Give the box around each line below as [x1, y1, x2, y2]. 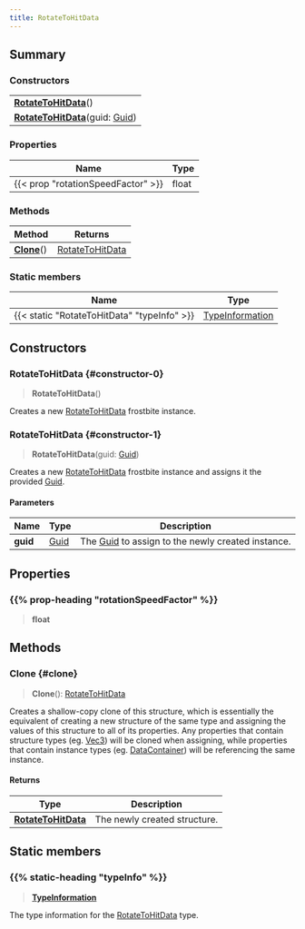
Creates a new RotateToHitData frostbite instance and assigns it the [9, 467, 261, 478]
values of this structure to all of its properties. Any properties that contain [9, 725, 284, 736]
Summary [9, 47, 66, 63]
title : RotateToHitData [9, 13, 100, 23]
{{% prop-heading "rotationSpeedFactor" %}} [9, 593, 219, 606]
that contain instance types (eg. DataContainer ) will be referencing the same [9, 744, 296, 755]
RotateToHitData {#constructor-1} [9, 428, 162, 440]
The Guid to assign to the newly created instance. [80, 535, 291, 548]
